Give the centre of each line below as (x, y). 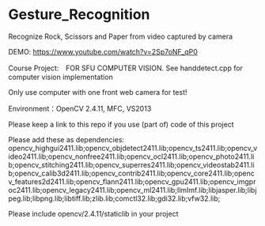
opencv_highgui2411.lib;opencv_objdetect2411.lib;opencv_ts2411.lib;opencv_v (133, 148)
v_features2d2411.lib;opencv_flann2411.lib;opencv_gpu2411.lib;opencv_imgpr (132, 181)
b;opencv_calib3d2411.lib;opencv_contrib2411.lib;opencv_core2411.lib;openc (132, 173)
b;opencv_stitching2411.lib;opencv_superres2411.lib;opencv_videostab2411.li (131, 164)
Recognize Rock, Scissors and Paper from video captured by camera (121, 36)
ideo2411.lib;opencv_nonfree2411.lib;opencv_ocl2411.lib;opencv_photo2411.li (131, 156)
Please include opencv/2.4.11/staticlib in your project (93, 213)
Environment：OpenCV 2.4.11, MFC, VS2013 (80, 108)
